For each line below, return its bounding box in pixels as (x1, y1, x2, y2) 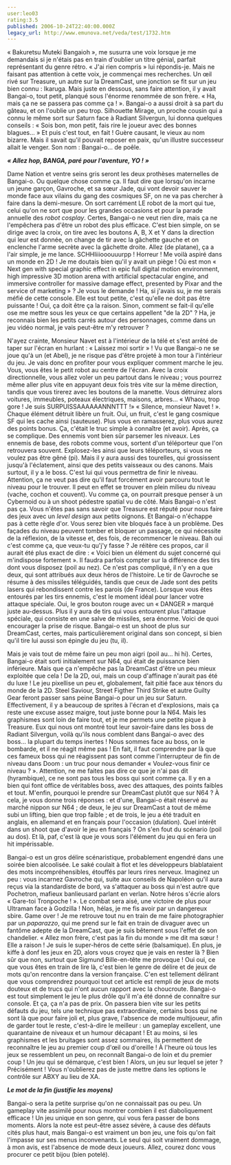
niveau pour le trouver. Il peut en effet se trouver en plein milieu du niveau (7, 483, 217, 491)
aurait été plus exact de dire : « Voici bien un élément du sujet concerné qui (7, 548, 221, 557)
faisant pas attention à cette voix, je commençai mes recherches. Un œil (7, 70, 212, 78)
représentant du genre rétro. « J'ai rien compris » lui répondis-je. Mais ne (7, 63, 215, 71)
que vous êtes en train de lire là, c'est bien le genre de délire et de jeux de (7, 963, 217, 971)
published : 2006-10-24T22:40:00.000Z (7, 23, 115, 30)
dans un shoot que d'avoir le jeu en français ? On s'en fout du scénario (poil (7, 825, 222, 833)
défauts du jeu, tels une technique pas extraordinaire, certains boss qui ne (7, 1007, 218, 1015)
